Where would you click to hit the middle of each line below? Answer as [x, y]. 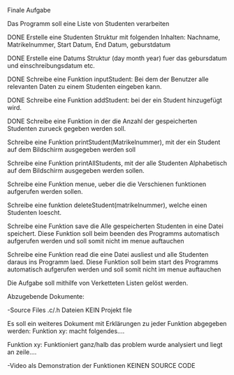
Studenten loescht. [34, 212]
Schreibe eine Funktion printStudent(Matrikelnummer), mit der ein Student [114, 142]
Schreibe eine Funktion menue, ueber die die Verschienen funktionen [107, 184]
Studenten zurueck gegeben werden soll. [67, 128]
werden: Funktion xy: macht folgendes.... [66, 331]
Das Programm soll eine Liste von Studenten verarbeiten [88, 23]
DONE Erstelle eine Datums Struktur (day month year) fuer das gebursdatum [117, 58]
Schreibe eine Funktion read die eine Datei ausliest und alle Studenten [108, 254]
